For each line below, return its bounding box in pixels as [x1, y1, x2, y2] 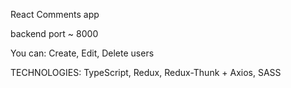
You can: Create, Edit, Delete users [10, 47, 155, 59]
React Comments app [10, 9, 100, 20]
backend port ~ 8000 [10, 28, 99, 39]
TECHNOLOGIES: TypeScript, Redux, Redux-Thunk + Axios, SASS [10, 67, 282, 78]
